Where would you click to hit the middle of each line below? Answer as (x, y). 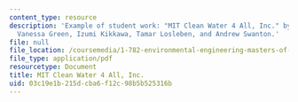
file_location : (37, 51)
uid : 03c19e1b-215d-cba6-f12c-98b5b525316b (91, 83)
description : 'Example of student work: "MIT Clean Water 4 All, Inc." (144, 26)
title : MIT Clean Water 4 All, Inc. (77, 75)
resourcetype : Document (53, 67)
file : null (29, 42)
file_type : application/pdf (61, 59)
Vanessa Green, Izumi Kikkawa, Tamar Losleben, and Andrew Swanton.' (148, 34)
